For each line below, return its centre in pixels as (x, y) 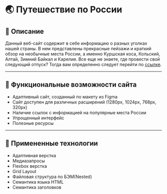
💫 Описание (25, 31)
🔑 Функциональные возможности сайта (71, 85)
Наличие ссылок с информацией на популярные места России (79, 112)
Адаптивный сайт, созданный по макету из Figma (65, 97)
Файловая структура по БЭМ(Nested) (52, 177)
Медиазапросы (29, 161)
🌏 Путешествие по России (64, 10)
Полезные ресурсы (33, 123)
